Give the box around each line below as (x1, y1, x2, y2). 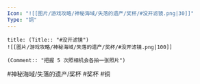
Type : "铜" (7, 16, 38, 23)
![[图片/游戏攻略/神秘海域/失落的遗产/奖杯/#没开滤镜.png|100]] (7, 44, 173, 51)
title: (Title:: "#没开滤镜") (7, 36, 89, 43)
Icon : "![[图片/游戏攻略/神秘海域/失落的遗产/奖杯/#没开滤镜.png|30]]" (7, 10, 194, 17)
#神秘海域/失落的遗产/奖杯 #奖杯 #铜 (7, 70, 111, 78)
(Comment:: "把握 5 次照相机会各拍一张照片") (7, 57, 126, 64)
